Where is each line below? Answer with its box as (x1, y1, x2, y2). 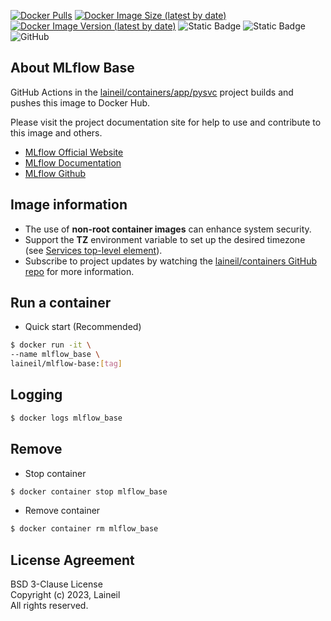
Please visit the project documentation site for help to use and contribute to (10, 116, 322, 128)
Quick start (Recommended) (24, 321, 142, 333)
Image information (10, 196, 128, 214)
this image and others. (10, 126, 103, 139)
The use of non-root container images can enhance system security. (24, 223, 312, 235)
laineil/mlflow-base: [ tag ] (10, 359, 123, 369)
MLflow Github (24, 167, 87, 179)
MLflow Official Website (24, 146, 124, 158)
